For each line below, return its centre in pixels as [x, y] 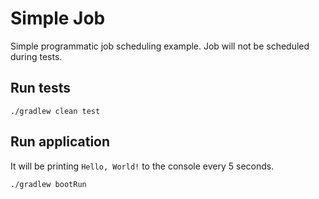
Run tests [40, 88]
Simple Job [58, 18]
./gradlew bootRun [48, 184]
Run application [60, 142]
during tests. [36, 56]
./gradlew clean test [55, 111]
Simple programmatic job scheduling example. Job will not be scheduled [160, 46]
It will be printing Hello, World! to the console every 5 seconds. [142, 166]
